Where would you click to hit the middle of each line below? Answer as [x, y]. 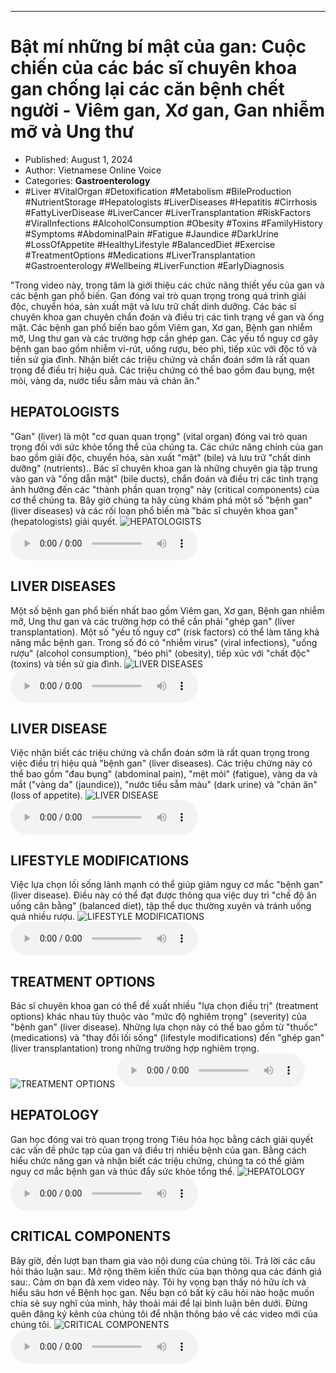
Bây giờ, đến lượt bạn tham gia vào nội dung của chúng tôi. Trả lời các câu [163, 1260]
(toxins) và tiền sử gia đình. [66, 663]
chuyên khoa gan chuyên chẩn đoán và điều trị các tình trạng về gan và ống [167, 317]
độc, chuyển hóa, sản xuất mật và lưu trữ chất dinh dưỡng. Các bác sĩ [153, 306]
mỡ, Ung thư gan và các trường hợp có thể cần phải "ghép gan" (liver [153, 621]
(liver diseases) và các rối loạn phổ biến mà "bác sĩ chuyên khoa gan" [154, 510]
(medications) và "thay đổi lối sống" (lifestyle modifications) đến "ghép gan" [167, 1037]
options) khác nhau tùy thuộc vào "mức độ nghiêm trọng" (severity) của [158, 1016]
